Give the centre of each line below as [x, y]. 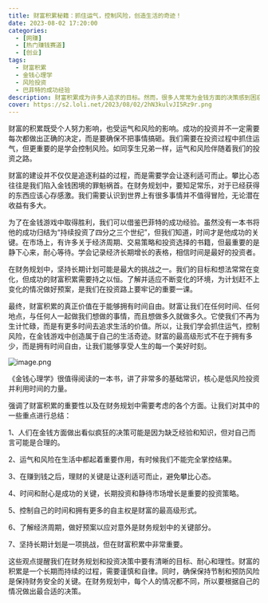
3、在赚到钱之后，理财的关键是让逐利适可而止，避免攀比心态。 [112, 477]
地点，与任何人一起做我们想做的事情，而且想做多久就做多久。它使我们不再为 [134, 316]
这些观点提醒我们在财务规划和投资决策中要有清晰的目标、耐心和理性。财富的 [134, 561]
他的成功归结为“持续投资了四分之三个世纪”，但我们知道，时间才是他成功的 [130, 232]
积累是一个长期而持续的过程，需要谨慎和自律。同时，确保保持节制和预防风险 [134, 571]
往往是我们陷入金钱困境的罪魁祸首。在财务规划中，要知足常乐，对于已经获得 [134, 185]
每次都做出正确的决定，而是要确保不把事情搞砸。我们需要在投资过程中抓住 [130, 139]
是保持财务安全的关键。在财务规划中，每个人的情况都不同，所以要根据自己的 [134, 581]
